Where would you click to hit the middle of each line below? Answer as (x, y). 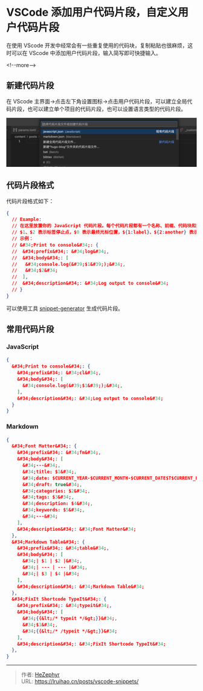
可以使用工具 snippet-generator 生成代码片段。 (65, 308)
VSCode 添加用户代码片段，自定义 (92, 12)
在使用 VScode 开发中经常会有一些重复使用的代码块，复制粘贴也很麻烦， (97, 45)
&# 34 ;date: (36, 478)
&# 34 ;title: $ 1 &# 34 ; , (50, 472)
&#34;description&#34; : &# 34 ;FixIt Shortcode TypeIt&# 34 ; (92, 644)
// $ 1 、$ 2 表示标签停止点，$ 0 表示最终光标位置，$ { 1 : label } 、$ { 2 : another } (99, 232)
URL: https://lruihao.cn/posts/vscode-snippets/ (80, 681)
